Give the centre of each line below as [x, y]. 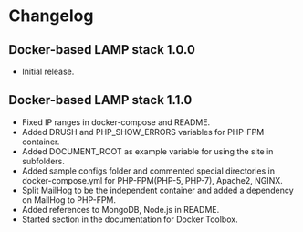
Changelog [51, 16]
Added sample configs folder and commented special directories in [148, 171]
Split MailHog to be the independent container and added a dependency [157, 190]
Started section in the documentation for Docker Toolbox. [130, 219]
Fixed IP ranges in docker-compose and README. [116, 122]
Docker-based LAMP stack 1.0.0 [102, 50]
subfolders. [43, 161]
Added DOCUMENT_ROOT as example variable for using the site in [147, 151]
